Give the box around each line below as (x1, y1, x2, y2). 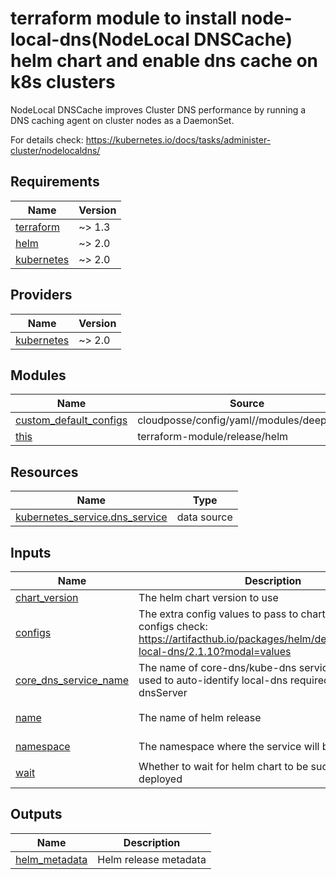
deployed (138, 772, 183, 786)
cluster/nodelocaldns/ (10, 144, 101, 156)
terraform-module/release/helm (137, 430, 289, 444)
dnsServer (138, 686, 188, 699)
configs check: (138, 620, 208, 633)
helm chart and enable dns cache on (10, 50, 318, 72)
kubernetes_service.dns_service (15, 510, 168, 524)
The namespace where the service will (138, 740, 320, 753)
